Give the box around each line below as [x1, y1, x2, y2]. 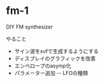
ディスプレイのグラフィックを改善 [14, 55, 96, 62]
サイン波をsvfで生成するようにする [14, 48, 99, 55]
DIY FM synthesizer [6, 23, 53, 30]
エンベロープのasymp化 [14, 62, 71, 69]
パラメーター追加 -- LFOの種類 [14, 69, 88, 76]
